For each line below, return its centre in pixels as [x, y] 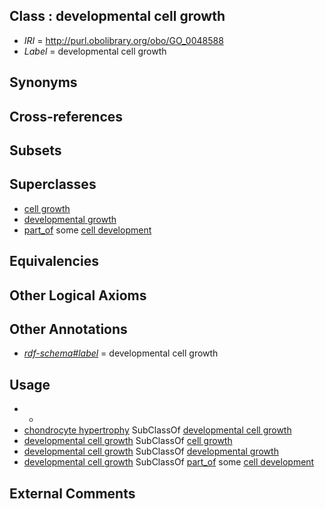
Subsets [35, 150]
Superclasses [53, 184]
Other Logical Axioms [78, 295]
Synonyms [43, 82]
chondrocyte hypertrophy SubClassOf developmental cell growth [157, 430]
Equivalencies [54, 261]
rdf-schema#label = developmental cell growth [121, 353]
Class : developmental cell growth [117, 16]
